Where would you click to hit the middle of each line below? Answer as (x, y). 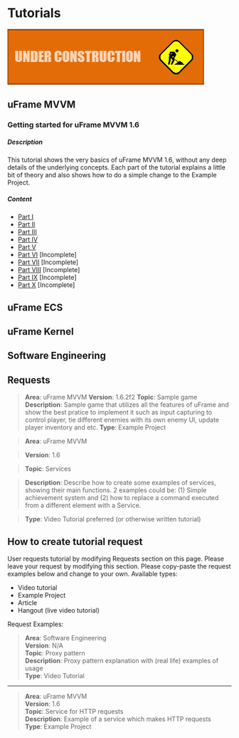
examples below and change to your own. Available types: (92, 573)
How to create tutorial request (75, 542)
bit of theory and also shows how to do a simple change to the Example (112, 175)
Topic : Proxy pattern (55, 653)
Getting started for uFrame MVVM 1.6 (74, 125)
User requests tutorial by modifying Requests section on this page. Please (116, 558)
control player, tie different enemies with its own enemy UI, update (122, 420)
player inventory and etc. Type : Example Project (95, 427)
